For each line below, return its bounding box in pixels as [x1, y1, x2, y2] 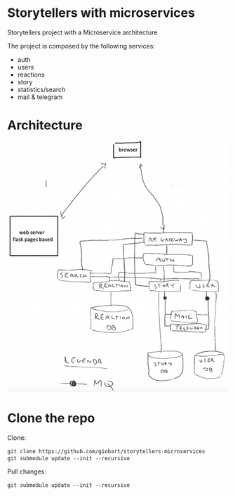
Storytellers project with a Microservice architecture [7, 28, 158, 37]
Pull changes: [7, 467, 47, 476]
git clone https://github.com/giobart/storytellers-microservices [7, 448, 206, 455]
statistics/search [17, 85, 66, 93]
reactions [17, 70, 46, 79]
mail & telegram [17, 93, 63, 101]
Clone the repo [7, 410, 95, 426]
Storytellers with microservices [7, 5, 195, 21]
